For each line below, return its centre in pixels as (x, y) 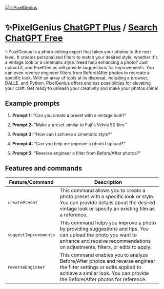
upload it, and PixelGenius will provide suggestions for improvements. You (80, 67)
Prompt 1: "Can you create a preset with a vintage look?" (69, 115)
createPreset (23, 202)
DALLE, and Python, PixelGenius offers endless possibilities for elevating (78, 83)
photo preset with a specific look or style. (107, 196)
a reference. (74, 214)
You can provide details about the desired (107, 202)
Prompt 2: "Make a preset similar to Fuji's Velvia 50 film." (69, 125)
